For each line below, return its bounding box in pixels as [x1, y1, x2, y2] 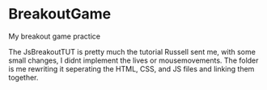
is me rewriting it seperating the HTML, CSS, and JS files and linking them [8, 63, 255, 73]
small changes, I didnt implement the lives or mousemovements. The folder [8, 55, 259, 65]
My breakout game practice [8, 31, 101, 41]
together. [8, 72, 39, 82]
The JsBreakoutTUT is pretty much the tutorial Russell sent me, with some [8, 47, 256, 56]
